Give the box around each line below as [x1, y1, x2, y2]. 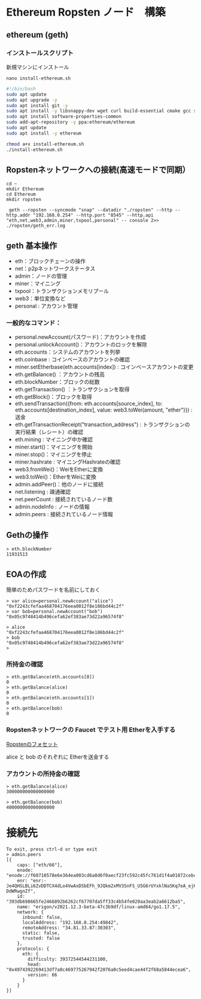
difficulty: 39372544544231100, [28, 956, 109, 962]
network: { [17, 909, 44, 915]
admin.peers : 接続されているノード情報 [14, 511, 114, 518]
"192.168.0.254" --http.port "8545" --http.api [32, 212, 154, 218]
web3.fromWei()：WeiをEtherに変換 [14, 466, 103, 473]
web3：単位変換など [14, 295, 66, 302]
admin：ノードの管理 [14, 273, 68, 280]
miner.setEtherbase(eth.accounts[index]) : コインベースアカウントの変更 [14, 363, 194, 371]
